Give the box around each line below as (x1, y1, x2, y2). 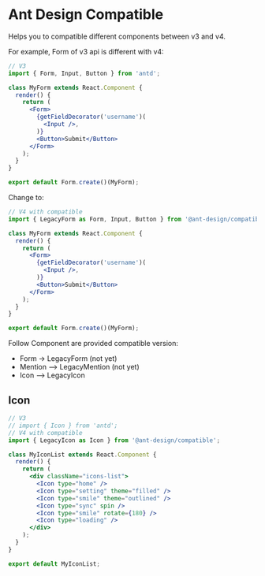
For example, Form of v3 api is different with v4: (8, 46, 164, 56)
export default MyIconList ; (8, 559, 101, 568)
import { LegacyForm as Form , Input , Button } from (8, 215, 181, 223)
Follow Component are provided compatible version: (8, 339, 179, 348)
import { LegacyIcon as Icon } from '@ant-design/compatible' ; (8, 436, 221, 444)
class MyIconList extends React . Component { (8, 451, 157, 459)
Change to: (8, 193, 45, 203)
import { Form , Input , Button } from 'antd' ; (8, 69, 160, 77)
